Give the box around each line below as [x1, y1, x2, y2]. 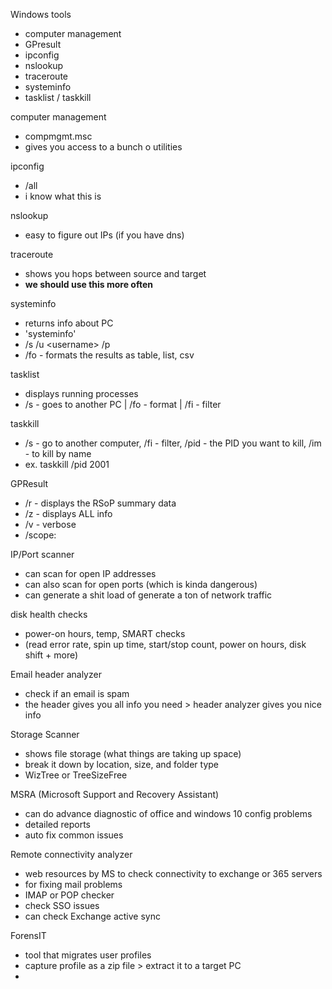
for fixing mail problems [24, 879, 123, 890]
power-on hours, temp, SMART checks [24, 628, 186, 639]
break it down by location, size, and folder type [24, 759, 220, 770]
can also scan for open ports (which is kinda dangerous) [24, 579, 258, 590]
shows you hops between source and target [24, 268, 207, 279]
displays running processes [24, 388, 139, 399]
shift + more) [24, 649, 79, 661]
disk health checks [10, 609, 88, 620]
